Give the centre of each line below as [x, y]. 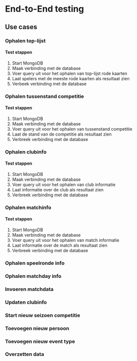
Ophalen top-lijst [26, 41]
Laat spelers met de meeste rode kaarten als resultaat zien [71, 78]
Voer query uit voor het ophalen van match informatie [66, 240]
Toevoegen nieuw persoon [37, 328]
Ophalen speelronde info [35, 263]
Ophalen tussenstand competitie [44, 96]
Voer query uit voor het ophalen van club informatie [64, 184]
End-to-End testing [44, 9]
